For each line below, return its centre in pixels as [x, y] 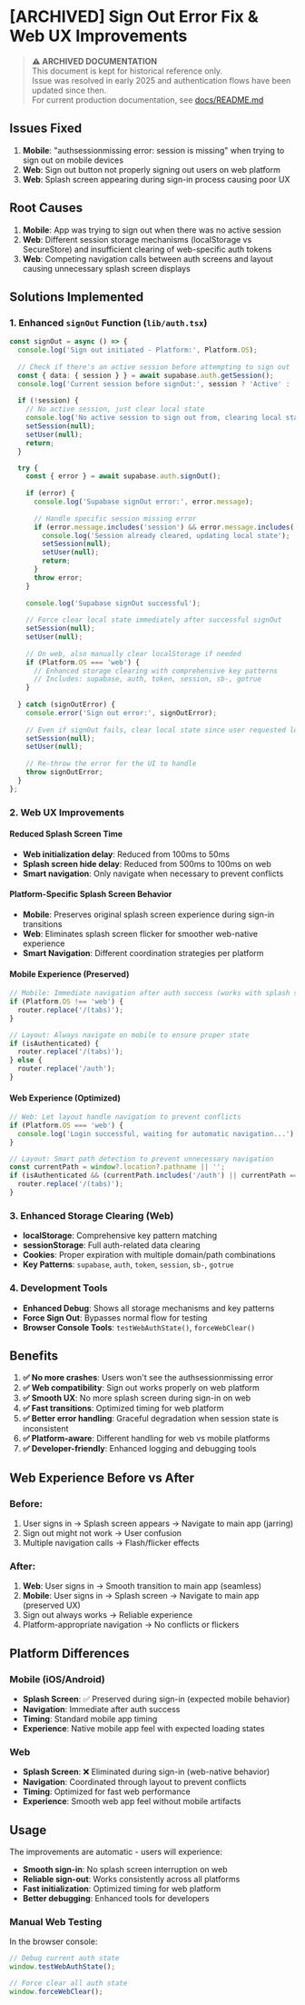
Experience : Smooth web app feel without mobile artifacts [132, 1801]
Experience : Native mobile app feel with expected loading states [143, 1729]
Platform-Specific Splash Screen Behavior [91, 894]
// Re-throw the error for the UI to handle [111, 764]
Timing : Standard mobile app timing [90, 1719]
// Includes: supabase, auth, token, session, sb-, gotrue [147, 679]
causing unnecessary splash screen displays [106, 268]
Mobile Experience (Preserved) [69, 973]
